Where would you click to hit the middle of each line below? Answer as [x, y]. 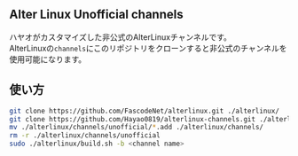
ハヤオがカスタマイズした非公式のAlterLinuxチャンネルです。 [121, 37]
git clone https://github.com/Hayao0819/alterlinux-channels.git [132, 119]
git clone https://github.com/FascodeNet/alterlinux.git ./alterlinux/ [144, 111]
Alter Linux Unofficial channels [96, 15]
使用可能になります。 [48, 59]
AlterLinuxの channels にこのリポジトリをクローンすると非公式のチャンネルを [148, 48]
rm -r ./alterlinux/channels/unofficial [85, 136]
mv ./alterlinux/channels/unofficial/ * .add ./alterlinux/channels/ [137, 128]
